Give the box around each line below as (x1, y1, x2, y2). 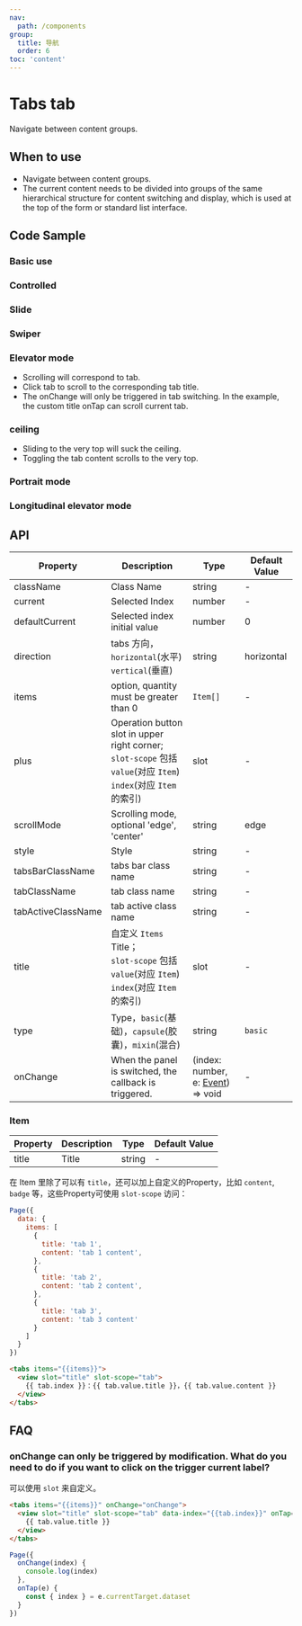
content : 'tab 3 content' (41, 1315, 139, 1324)
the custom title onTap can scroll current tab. (22, 401, 189, 412)
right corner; (111, 739, 164, 752)
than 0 (111, 702, 138, 715)
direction (13, 650, 52, 663)
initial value (111, 621, 159, 634)
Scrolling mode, (111, 808, 177, 820)
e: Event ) (191, 1077, 231, 1089)
